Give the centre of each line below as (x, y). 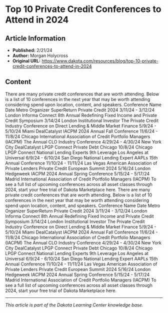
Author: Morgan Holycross (40, 55)
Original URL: (26, 61)
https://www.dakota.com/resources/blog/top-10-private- (100, 61)
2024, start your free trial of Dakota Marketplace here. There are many (78, 189)
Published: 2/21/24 (32, 50)
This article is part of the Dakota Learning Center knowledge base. (74, 305)
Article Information (35, 38)
